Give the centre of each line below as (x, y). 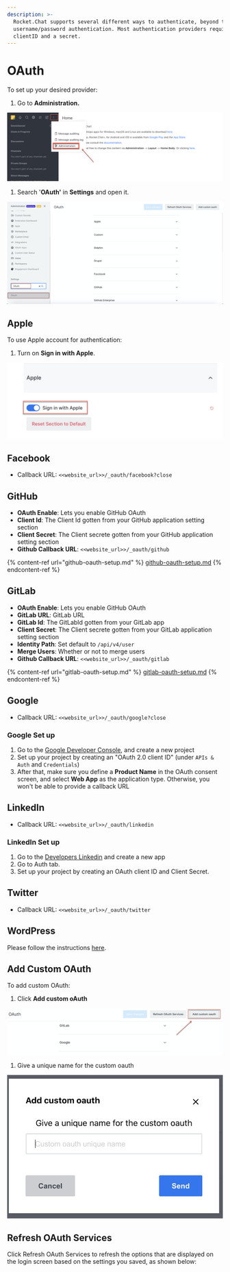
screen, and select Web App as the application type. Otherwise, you (113, 779)
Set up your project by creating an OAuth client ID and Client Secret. (113, 871)
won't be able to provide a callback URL (73, 786)
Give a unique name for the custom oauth (76, 1065)
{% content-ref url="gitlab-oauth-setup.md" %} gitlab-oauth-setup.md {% (112, 672)
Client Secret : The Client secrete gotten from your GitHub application (115, 534)
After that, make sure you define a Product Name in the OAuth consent (117, 771)
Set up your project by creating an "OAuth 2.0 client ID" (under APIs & (115, 757)
